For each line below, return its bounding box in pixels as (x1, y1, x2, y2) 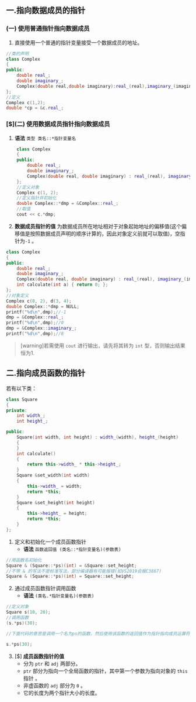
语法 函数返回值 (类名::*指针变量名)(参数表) (23, 545, 121, 552)
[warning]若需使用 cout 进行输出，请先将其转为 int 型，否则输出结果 (20, 342, 185, 349)
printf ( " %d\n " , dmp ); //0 (6, 320, 64, 326)
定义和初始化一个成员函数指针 (14, 538, 86, 545)
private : (6, 407, 27, 413)
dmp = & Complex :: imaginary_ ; (6, 326, 77, 331)
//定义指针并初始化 (16, 195, 57, 201)
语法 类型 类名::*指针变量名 (14, 134, 76, 142)
